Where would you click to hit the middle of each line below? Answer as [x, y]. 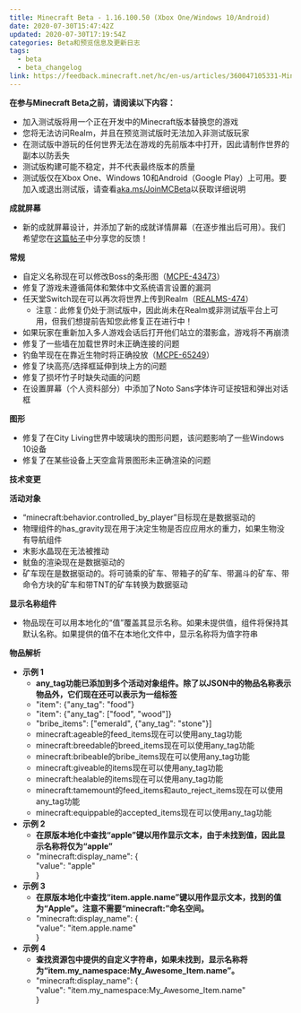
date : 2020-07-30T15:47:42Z [62, 26]
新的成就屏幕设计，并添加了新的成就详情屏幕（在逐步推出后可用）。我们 [154, 227]
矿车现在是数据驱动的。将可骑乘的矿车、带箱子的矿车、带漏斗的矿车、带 [155, 573]
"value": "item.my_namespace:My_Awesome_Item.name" [141, 990]
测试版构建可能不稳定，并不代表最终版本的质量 [108, 166]
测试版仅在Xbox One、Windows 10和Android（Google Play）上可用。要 [155, 177]
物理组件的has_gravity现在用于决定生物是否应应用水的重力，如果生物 [150, 528]
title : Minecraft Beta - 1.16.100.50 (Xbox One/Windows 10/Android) [140, 17]
